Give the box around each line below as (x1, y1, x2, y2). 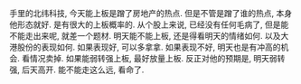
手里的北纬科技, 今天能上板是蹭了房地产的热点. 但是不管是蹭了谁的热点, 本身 (9, 8, 292, 18)
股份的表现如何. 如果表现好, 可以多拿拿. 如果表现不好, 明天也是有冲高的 (16, 42, 281, 52)
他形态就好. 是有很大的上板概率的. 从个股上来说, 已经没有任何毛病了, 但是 (9, 19, 281, 30)
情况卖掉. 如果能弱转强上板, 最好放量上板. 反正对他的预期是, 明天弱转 (29, 53, 286, 63)
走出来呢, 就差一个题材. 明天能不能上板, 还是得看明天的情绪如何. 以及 (24, 31, 281, 41)
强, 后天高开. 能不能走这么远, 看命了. (9, 64, 145, 75)
